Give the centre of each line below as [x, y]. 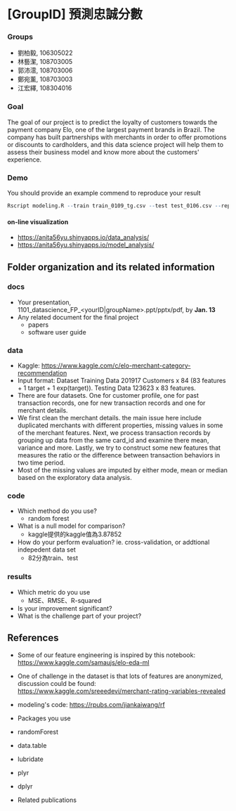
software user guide [57, 332]
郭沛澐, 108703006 [45, 70]
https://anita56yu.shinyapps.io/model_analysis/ [86, 245]
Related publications [47, 800]
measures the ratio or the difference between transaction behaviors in [119, 455]
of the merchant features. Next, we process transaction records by [114, 433]
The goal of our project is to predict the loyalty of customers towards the [112, 122]
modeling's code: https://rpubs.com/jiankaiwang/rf [91, 704]
